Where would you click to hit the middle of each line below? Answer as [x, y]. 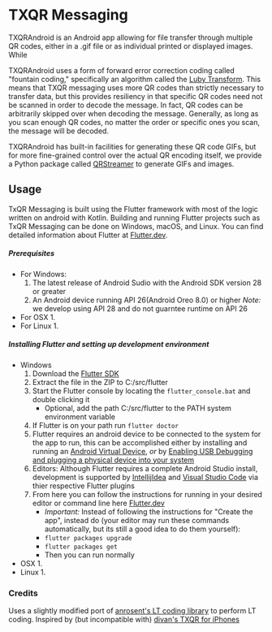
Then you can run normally [90, 555]
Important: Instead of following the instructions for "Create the [149, 511]
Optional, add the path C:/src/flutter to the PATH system [138, 408]
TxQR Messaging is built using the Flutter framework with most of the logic [133, 209]
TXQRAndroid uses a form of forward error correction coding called [122, 70]
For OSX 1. [37, 317]
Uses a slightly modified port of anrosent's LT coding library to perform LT [132, 610]
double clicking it [61, 399]
